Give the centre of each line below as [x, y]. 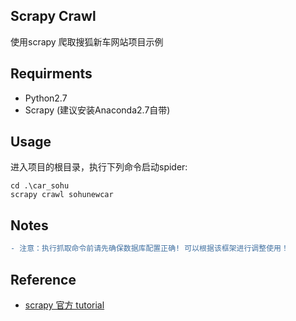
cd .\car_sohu [40, 186]
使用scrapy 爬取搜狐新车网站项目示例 [87, 41]
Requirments [51, 74]
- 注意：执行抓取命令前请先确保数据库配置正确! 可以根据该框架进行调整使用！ [149, 249]
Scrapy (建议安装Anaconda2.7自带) [97, 110]
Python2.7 [46, 98]
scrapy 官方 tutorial [64, 305]
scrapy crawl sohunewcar [62, 195]
